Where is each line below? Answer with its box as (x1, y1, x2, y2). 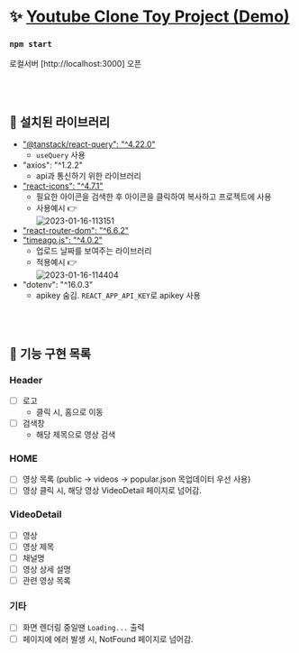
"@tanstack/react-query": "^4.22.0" (22, 139, 156, 150)
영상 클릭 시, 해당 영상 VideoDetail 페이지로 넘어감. (22, 485, 203, 496)
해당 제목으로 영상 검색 (35, 429, 116, 440)
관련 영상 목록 (22, 575, 71, 586)
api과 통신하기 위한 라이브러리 (35, 170, 141, 181)
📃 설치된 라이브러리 (9, 115, 111, 130)
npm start (9, 39, 52, 50)
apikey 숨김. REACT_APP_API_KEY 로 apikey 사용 (35, 290, 201, 301)
